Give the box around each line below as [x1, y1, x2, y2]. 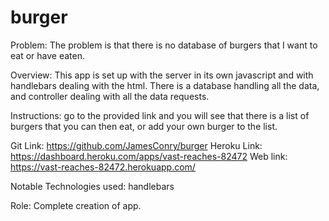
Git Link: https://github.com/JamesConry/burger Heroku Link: [10, 139, 263, 151]
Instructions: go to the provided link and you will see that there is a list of [10, 109, 310, 121]
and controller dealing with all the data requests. [10, 90, 210, 102]
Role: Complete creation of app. [10, 199, 142, 211]
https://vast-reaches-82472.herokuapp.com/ [10, 161, 196, 173]
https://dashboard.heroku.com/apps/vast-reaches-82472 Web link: [10, 150, 288, 162]
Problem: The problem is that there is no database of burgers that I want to [10, 39, 318, 51]
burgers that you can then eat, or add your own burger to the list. [10, 120, 278, 132]
